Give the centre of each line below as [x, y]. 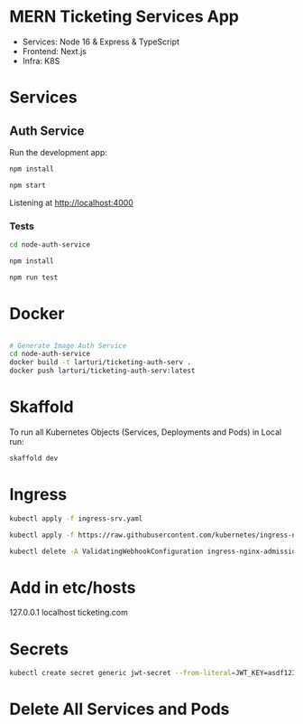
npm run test [34, 277]
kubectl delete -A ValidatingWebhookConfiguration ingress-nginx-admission [155, 551]
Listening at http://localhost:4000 [71, 202]
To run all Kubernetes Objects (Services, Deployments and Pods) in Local [146, 432]
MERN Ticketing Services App [124, 17]
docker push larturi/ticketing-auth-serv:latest [102, 371]
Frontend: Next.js [55, 51]
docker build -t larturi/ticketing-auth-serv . [101, 362]
